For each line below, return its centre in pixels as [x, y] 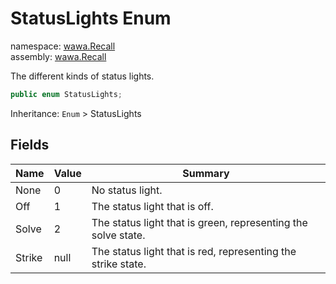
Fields [30, 145]
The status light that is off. [152, 206]
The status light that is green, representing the [199, 222]
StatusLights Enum [91, 18]
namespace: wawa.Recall [63, 46]
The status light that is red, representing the [194, 251]
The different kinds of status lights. [82, 76]
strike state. [119, 264]
